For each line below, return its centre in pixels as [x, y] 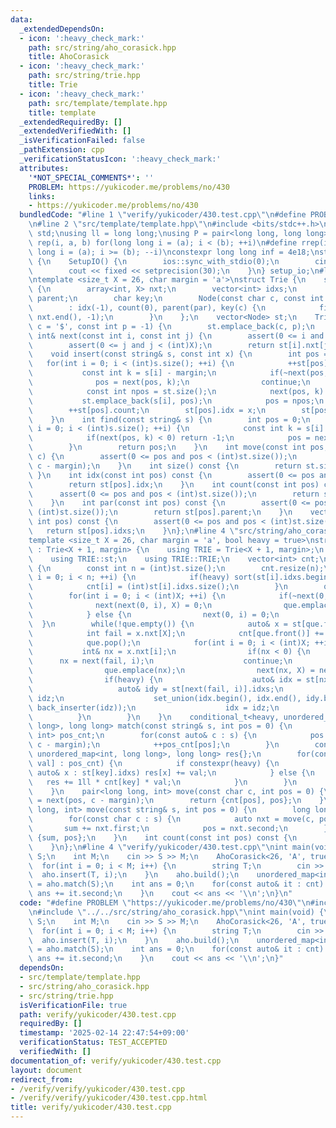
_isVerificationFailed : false [82, 141]
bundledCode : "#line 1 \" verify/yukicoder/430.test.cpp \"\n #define [163, 215]
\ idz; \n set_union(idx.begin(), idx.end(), [165, 698]
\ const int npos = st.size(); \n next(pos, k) [176, 391]
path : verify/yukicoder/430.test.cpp [98, 1014]
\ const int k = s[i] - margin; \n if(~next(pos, [178, 373]
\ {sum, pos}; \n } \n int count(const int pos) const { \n [163, 837]
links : [42, 196]
